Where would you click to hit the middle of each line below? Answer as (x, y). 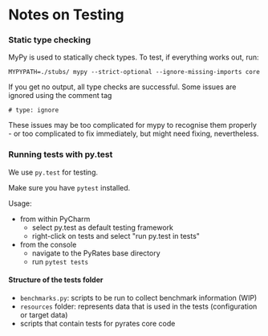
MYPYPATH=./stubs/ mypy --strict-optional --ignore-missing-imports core (134, 72)
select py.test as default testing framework (103, 227)
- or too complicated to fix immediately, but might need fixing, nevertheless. (134, 133)
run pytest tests (60, 261)
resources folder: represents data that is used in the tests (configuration (138, 306)
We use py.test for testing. (53, 172)
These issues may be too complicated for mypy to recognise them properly (132, 125)
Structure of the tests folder (56, 280)
